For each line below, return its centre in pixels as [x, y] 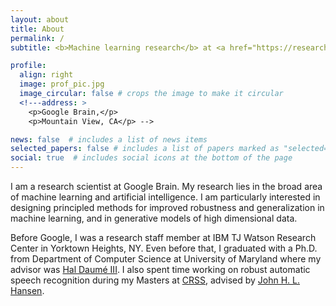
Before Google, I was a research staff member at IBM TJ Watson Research [163, 237]
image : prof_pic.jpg [62, 84]
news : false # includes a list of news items [109, 139]
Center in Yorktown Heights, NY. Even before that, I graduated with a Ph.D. [164, 248]
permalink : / [37, 38]
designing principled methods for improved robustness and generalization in [167, 207]
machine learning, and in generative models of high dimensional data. [154, 218]
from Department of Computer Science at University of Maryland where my [166, 259]
